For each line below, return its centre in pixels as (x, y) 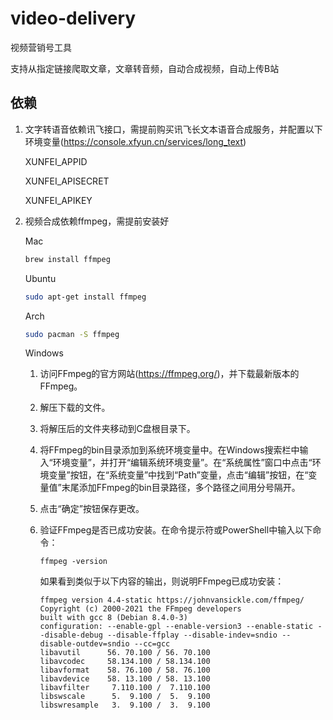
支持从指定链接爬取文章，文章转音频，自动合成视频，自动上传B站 (145, 68)
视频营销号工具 (41, 47)
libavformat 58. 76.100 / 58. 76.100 (125, 670)
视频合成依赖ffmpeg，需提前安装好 (97, 221)
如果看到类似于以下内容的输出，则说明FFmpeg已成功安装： (162, 581)
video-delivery (73, 18)
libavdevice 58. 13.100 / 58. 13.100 (125, 679)
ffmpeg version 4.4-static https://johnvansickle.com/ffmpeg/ (172, 600)
